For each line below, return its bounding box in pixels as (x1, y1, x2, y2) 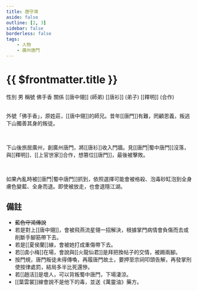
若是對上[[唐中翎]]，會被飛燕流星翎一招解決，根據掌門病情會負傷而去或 (14, 226, 189, 233)
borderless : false (6, 31, 52, 37)
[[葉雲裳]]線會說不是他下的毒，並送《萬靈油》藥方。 (14, 278, 142, 285)
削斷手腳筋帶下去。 (14, 233, 62, 241)
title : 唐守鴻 (6, 8, 39, 15)
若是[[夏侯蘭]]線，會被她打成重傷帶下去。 (14, 241, 117, 248)
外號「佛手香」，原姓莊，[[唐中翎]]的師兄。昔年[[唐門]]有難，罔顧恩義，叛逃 (6, 112, 190, 119)
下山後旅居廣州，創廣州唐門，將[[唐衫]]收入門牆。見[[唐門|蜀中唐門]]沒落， (6, 144, 190, 151)
